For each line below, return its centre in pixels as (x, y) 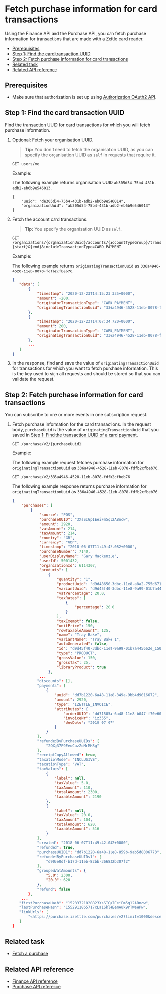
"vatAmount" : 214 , (58, 529)
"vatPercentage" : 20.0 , (81, 593)
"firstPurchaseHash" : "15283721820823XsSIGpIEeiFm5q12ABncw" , (84, 903)
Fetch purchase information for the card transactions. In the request (82, 424)
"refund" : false (54, 889)
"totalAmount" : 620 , (76, 824)
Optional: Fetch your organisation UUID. (53, 140)
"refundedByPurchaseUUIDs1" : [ (69, 857)
